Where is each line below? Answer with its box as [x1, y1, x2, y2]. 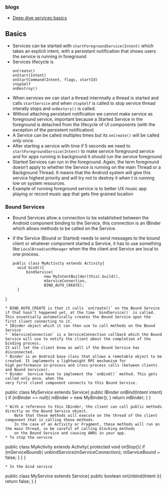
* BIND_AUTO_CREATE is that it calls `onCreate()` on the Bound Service [5, 306, 160, 311]
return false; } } [5, 478, 36, 484]
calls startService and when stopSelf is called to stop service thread [12, 100, 156, 106]
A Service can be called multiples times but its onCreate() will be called [12, 132, 159, 139]
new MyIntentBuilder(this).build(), [44, 274, 120, 279]
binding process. [5, 341, 41, 346]
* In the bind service [5, 464, 52, 469]
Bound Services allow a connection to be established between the [12, 215, 149, 221]
